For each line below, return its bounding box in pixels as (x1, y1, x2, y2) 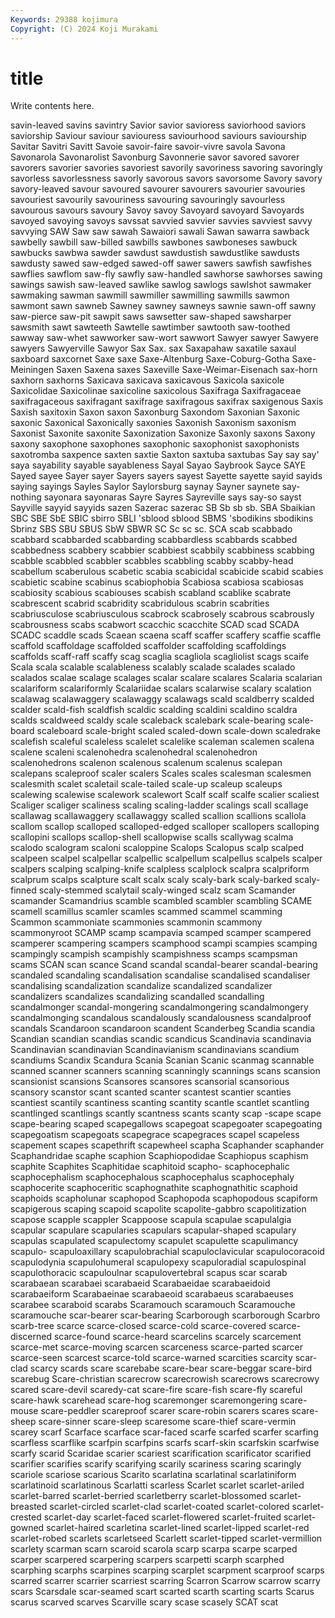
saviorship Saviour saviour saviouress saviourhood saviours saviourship (10, 130, 307, 142)
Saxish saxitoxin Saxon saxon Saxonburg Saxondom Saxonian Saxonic (10, 406, 301, 418)
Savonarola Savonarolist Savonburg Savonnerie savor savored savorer (10, 151, 300, 163)
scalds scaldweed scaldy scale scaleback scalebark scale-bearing (10, 714, 286, 726)
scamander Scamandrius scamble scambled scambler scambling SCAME (10, 895, 313, 907)
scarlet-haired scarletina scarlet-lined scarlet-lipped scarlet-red (46, 1522, 310, 1534)
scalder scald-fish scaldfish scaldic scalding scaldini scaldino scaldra (10, 704, 298, 716)
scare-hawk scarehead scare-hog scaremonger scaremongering (10, 1394, 278, 1406)
